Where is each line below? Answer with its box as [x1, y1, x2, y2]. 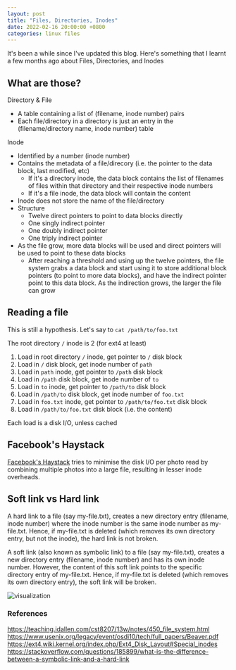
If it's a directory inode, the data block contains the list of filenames [27, 174, 224, 183]
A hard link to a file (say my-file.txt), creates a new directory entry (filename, [7, 512, 229, 520]
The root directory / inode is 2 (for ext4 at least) [7, 339, 147, 347]
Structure [17, 204, 45, 213]
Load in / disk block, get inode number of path [17, 360, 153, 368]
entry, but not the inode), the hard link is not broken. [7, 534, 159, 543]
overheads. [7, 472, 40, 481]
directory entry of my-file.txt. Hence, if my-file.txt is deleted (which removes [7, 570, 229, 579]
